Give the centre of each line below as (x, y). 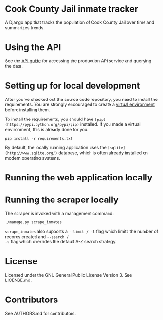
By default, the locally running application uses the (56, 147)
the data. (14, 66)
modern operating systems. (33, 158)
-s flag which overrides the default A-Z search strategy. (61, 241)
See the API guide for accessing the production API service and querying (78, 61)
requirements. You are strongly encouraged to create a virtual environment (80, 104)
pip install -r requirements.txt (39, 138)
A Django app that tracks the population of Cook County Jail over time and (80, 22)
